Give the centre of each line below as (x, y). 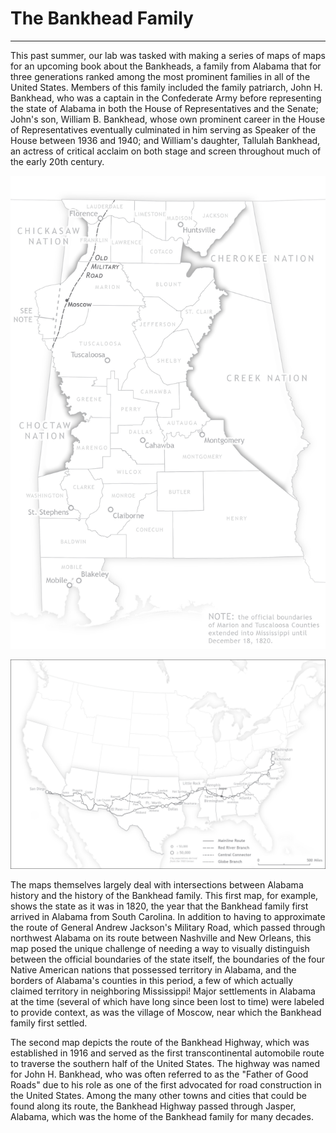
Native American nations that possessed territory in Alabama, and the (153, 970)
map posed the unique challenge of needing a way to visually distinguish (160, 949)
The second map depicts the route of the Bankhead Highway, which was (160, 1043)
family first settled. (49, 1023)
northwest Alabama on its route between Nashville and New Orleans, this (161, 938)
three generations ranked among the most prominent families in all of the (160, 76)
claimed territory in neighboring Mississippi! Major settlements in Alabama (163, 991)
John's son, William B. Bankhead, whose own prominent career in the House (168, 119)
